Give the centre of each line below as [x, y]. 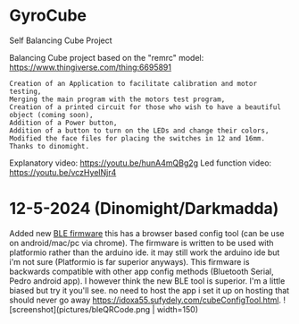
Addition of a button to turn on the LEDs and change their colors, [139, 131]
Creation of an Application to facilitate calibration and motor [133, 83]
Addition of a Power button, [63, 123]
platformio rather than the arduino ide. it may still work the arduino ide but [145, 252]
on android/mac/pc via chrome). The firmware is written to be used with [141, 243]
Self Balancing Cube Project [61, 40]
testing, [25, 91]
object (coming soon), [51, 115]
